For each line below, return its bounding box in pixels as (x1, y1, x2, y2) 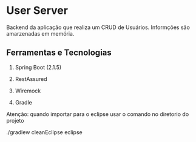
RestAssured (15, 75, 47, 82)
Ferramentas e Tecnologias (6, 48, 112, 58)
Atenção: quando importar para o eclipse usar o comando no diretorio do (6, 110, 189, 118)
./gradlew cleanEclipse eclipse (6, 128, 83, 136)
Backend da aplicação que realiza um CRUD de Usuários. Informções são (6, 24, 190, 31)
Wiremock (15, 87, 41, 94)
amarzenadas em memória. (6, 30, 75, 37)
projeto (6, 117, 24, 124)
